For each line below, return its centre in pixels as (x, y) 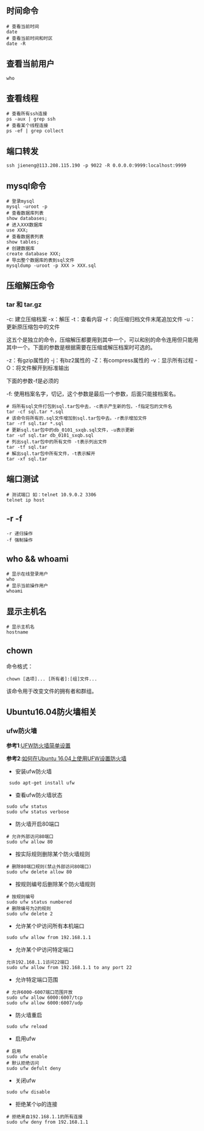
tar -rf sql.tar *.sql (35, 423)
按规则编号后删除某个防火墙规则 (55, 884)
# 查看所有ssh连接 (27, 114)
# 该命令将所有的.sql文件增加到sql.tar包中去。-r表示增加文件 (77, 418)
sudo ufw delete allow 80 (39, 872)
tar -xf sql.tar (27, 459)
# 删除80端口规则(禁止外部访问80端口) (49, 867)
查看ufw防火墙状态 (39, 795)
